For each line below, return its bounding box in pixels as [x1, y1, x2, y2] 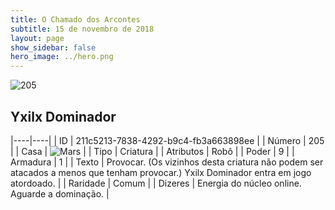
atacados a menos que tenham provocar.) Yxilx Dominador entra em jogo [10, 166, 312, 178]
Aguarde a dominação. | [10, 187, 110, 200]
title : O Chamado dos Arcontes [10, 14, 141, 25]
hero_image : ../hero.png [10, 52, 114, 62]
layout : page [10, 33, 65, 43]
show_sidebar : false [10, 42, 97, 53]
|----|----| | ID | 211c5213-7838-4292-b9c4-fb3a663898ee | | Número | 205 [10, 134, 325, 146]
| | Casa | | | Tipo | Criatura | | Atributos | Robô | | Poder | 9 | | [10, 145, 295, 157]
